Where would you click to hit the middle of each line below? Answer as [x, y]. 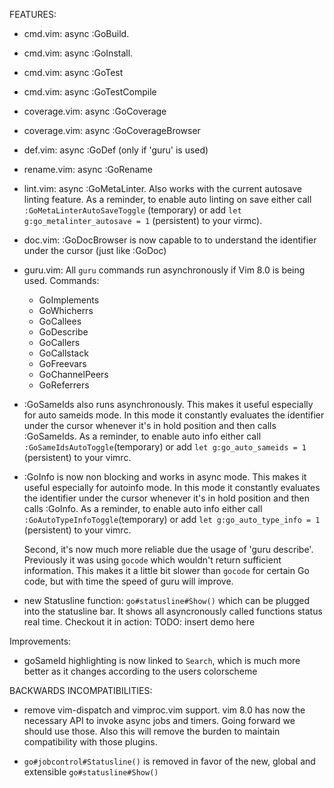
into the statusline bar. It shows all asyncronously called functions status [173, 611]
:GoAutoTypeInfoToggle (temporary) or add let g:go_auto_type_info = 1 [172, 519]
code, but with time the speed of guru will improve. [128, 581]
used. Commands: [61, 280]
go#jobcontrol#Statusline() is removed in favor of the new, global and [169, 761]
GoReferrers [64, 385]
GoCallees [60, 321]
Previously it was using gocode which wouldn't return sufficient [152, 560]
